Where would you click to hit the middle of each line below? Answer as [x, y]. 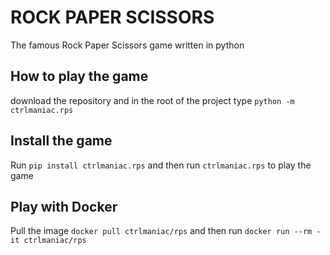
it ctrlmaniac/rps [48, 241]
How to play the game [79, 76]
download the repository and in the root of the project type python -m [152, 100]
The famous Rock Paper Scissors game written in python [127, 45]
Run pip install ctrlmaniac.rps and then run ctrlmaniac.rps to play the [161, 165]
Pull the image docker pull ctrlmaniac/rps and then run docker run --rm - [166, 231]
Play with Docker [64, 206]
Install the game [61, 141]
